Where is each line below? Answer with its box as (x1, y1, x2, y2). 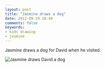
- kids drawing (5, 29, 36, 34)
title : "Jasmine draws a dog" (5, 12, 66, 16)
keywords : (5, 25, 25, 30)
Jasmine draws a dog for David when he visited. (5, 47, 101, 53)
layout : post (5, 7, 31, 12)
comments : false (5, 20, 38, 26)
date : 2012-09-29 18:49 (5, 16, 53, 21)
